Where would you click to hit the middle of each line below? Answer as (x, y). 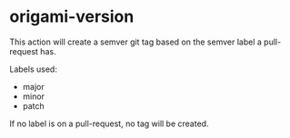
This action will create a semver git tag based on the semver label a (135, 42)
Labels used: (33, 69)
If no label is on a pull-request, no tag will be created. (109, 123)
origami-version (72, 17)
